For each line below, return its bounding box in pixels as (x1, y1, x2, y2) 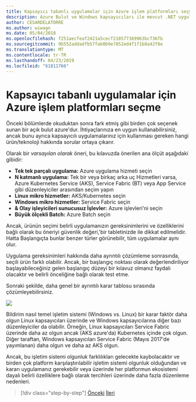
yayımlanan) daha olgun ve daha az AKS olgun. (6, 342, 120, 349)
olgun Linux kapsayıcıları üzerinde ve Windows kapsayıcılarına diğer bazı (6, 317, 181, 324)
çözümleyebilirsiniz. (6, 288, 54, 296)
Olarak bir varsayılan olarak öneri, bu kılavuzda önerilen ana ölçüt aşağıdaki (6, 150, 188, 157)
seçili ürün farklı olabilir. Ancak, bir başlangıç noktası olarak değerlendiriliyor (6, 259, 189, 266)
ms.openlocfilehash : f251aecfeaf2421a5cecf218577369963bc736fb (6, 36, 163, 42)
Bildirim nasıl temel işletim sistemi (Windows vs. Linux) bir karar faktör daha (6, 311, 188, 318)
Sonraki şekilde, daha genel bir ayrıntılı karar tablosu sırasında (6, 282, 155, 290)
